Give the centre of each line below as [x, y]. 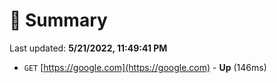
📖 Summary [58, 20]
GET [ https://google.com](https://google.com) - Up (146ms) [145, 67]
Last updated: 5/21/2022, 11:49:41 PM [88, 48]
